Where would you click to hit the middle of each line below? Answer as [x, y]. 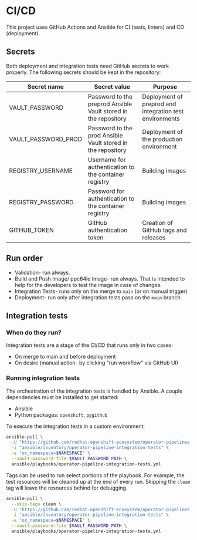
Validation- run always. [42, 272]
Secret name [45, 86]
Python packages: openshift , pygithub [61, 414]
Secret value [112, 86]
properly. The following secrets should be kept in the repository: [84, 72]
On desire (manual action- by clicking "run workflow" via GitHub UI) [96, 363]
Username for [107, 160]
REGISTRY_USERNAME [41, 170]
